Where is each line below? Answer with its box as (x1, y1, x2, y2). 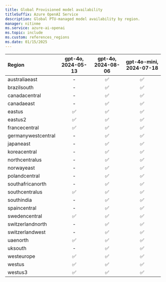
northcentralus (7, 156, 42, 163)
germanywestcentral (7, 132, 56, 139)
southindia (7, 196, 32, 203)
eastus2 (7, 116, 27, 123)
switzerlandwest (7, 229, 46, 235)
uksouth (7, 244, 27, 251)
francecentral (7, 124, 39, 131)
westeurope (7, 253, 36, 260)
